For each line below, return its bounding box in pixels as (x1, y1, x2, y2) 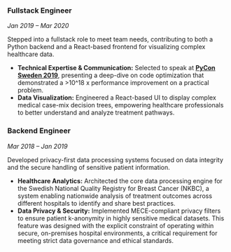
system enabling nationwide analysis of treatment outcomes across (17, 192, 212, 200)
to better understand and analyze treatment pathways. (17, 108, 175, 117)
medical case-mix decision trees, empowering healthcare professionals (17, 101, 224, 110)
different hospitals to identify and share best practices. (17, 199, 176, 207)
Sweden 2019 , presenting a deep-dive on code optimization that (17, 71, 204, 79)
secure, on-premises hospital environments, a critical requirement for (17, 229, 218, 237)
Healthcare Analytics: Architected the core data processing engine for (17, 176, 223, 185)
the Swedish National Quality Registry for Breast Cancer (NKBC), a (17, 184, 210, 192)
